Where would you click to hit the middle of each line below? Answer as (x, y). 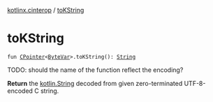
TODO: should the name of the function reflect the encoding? (95, 70)
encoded (20, 91)
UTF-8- (195, 83)
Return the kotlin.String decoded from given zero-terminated (95, 83)
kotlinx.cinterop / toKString (46, 10)
